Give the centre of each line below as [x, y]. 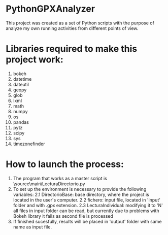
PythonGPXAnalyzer [51, 9]
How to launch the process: [65, 164]
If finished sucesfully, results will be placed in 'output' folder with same [87, 221]
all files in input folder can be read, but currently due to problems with [86, 211]
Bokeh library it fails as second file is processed [63, 216]
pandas [21, 122]
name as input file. [32, 227]
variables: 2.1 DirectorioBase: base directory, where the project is [81, 194]
